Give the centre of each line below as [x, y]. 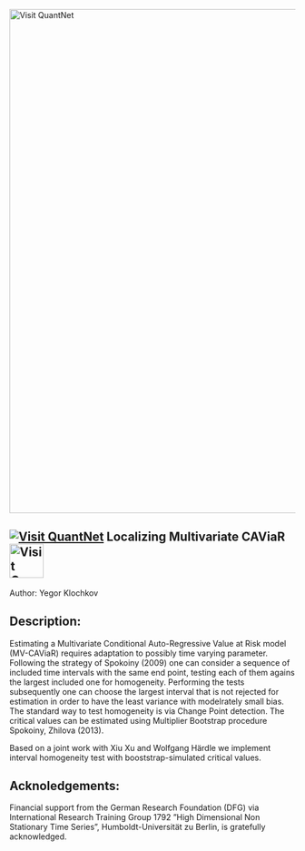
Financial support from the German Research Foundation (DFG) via [134, 807]
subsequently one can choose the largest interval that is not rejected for [144, 691]
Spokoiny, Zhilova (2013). [57, 730]
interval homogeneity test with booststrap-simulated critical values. [135, 757]
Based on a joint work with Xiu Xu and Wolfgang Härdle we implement [140, 747]
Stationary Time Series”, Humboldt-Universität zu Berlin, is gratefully [138, 827]
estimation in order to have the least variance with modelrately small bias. [147, 701]
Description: [45, 622]
